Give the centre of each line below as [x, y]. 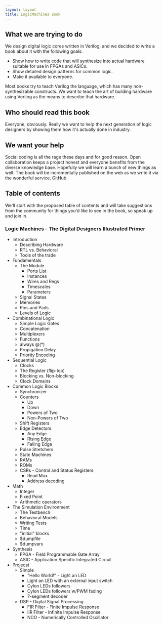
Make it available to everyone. [43, 77]
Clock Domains [35, 381]
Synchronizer [33, 392]
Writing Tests [33, 523]
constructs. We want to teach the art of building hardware [93, 91]
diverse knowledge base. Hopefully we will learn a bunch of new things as [81, 167]
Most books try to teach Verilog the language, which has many [69, 86]
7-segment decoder [47, 596]
